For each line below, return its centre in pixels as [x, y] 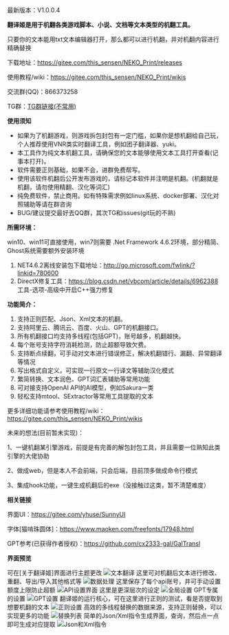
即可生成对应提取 [31, 624]
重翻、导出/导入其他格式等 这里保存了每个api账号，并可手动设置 [114, 581]
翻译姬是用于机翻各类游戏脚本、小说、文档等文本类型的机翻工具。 [100, 25]
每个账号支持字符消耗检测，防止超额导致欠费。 [83, 345]
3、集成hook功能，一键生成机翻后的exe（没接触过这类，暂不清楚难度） [108, 485]
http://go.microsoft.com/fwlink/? [149, 265]
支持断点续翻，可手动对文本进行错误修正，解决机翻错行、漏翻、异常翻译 [119, 353]
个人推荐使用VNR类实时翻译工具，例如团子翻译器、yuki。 [99, 144]
